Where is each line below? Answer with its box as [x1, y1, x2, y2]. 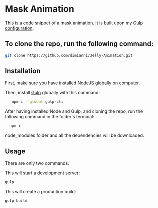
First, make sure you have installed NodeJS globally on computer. [5, 80, 140, 86]
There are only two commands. [5, 160, 69, 166]
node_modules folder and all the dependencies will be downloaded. [5, 132, 144, 138]
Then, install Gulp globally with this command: [5, 90, 100, 96]
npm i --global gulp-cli [11, 99, 64, 104]
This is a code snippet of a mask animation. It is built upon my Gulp [5, 20, 143, 26]
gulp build [5, 198, 28, 203]
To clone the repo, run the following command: [5, 40, 154, 48]
